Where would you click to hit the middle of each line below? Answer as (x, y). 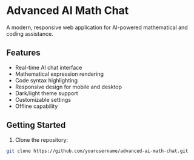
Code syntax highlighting (46, 80)
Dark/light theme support (46, 93)
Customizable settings (43, 99)
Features (23, 53)
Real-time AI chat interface (48, 67)
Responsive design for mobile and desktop (69, 87)
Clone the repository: (42, 139)
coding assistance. (30, 33)
